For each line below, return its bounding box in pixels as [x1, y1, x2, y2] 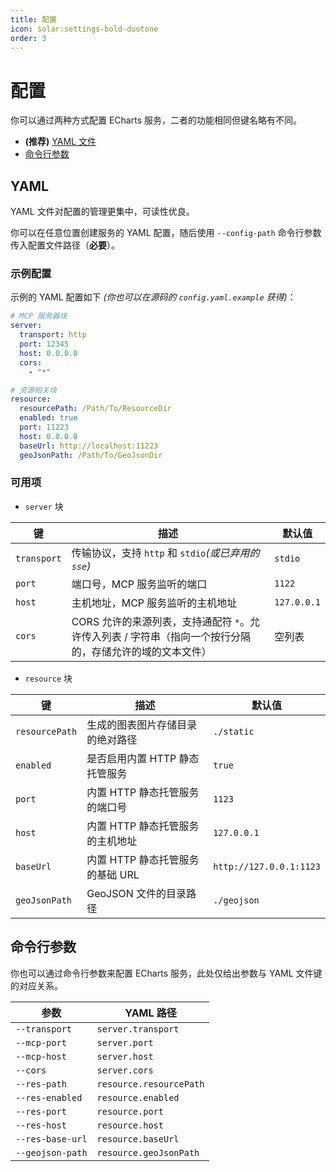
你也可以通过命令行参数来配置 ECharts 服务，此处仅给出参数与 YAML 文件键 [10, 967, 323, 979]
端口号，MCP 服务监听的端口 [71, 577, 208, 591]
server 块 [24, 500, 64, 512]
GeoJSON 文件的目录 [86, 886, 187, 900]
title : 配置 [10, 14, 57, 25]
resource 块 [24, 672, 73, 684]
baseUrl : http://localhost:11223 [19, 441, 159, 451]
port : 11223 [19, 422, 70, 433]
